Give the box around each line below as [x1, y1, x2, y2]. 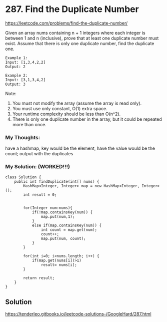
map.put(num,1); [40, 214, 75, 219]
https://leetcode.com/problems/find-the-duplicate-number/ [5, 20, 128, 26]
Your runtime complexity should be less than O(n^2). [12, 111, 121, 117]
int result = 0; [23, 192, 57, 197]
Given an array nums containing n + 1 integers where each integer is [5, 30, 146, 36]
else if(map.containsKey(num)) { [31, 223, 101, 228]
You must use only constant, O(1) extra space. [12, 105, 107, 111]
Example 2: [5, 73, 28, 78]
